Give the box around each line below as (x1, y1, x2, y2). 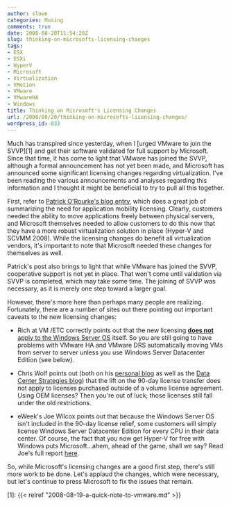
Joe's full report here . (17, 449, 80, 457)
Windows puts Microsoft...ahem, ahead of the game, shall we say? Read (17, 441, 223, 450)
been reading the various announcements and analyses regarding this (7, 176, 207, 184)
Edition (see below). (17, 355, 75, 364)
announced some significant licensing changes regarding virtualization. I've (7, 168, 223, 177)
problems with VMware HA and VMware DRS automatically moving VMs (17, 341, 223, 349)
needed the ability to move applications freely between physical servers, (7, 211, 215, 220)
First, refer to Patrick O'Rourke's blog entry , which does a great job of (7, 197, 206, 205)
